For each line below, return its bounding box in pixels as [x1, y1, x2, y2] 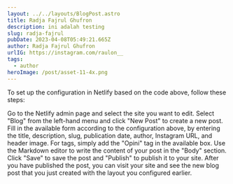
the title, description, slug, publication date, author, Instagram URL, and [7, 131, 213, 140]
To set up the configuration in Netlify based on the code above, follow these [7, 88, 227, 97]
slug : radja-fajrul [7, 29, 64, 37]
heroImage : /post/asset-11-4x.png [7, 69, 108, 76]
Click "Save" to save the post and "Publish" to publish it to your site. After [7, 153, 219, 162]
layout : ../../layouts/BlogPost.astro [7, 10, 120, 17]
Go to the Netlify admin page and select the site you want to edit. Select [7, 109, 215, 118]
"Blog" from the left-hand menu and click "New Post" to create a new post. [7, 116, 224, 125]
